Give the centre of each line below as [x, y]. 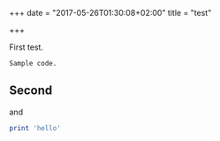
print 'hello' [35, 128]
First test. [27, 47]
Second [31, 91]
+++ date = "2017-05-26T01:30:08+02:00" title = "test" [110, 13]
